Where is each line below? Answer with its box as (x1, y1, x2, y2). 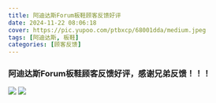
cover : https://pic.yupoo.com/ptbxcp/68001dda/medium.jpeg (8, 26, 207, 34)
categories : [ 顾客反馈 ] (8, 41, 81, 49)
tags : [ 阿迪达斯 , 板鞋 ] (8, 33, 80, 42)
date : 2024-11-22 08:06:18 (8, 19, 97, 27)
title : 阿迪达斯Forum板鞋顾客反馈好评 (8, 11, 121, 20)
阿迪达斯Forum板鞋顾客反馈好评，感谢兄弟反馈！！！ (8, 68, 211, 79)
